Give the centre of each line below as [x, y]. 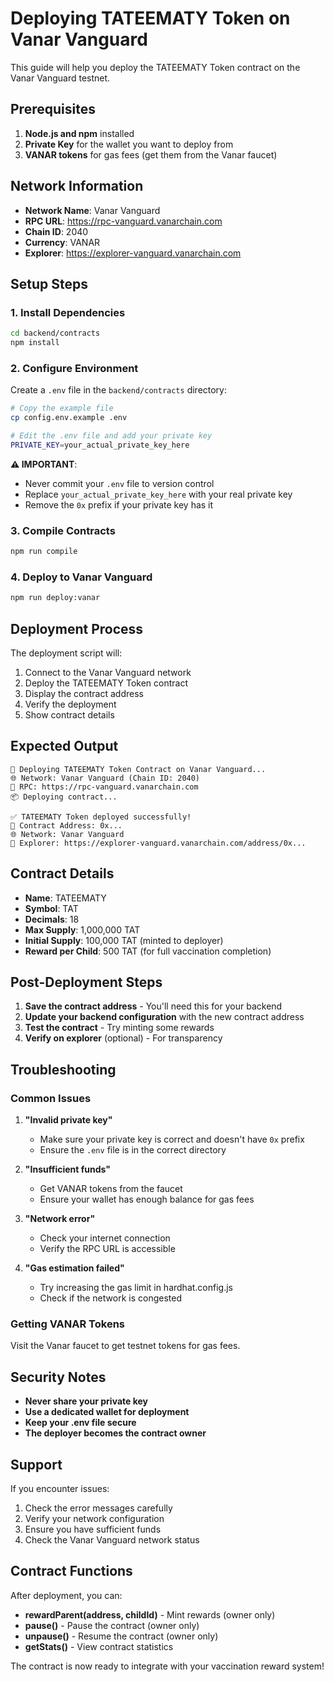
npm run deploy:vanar [55, 598]
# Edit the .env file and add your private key [111, 436]
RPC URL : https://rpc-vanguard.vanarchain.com [123, 221]
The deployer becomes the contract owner [115, 1433]
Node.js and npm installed [79, 133]
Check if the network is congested [110, 1298]
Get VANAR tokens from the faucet [111, 1189]
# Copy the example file [62, 408]
